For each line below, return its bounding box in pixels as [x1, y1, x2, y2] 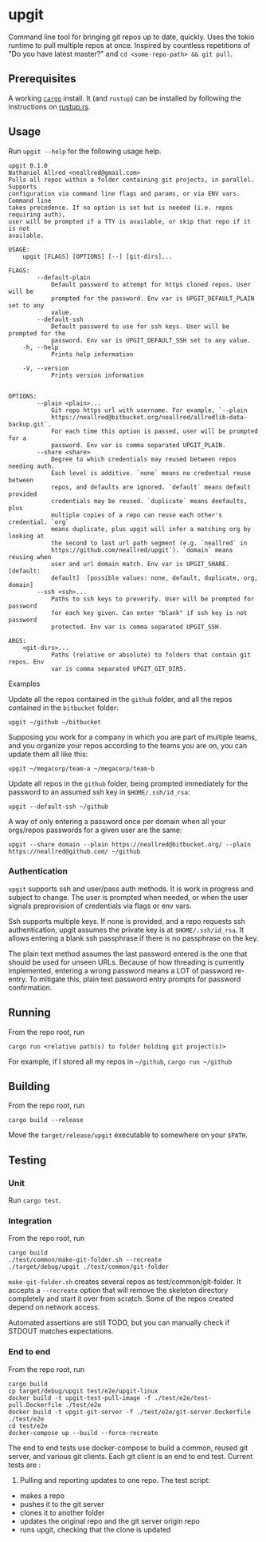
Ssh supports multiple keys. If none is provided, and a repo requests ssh [8, 916, 245, 926]
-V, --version [22, 364, 69, 372]
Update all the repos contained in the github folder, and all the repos [8, 694, 233, 704]
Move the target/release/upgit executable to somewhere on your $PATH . [8, 1130, 248, 1140]
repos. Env [8, 657, 45, 666]
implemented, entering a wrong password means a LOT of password [8, 965, 233, 975]
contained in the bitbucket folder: [8, 703, 119, 712]
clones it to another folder [19, 1508, 105, 1517]
